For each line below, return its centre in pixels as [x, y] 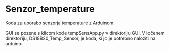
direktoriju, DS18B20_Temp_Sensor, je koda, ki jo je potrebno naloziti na [80, 38]
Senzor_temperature [50, 9]
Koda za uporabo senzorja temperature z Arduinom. [60, 23]
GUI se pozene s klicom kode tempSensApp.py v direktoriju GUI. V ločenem [85, 33]
